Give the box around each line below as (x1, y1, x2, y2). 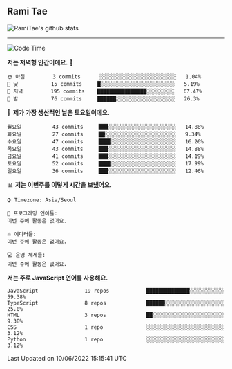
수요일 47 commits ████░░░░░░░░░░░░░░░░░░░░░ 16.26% (7, 138, 204, 145)
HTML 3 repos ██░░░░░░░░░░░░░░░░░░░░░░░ (7, 312, 224, 318)
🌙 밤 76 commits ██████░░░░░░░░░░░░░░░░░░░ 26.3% (7, 95, 200, 102)
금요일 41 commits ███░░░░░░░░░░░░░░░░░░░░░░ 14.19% (7, 152, 204, 160)
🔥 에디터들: (7, 231, 37, 237)
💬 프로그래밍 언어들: (7, 210, 58, 217)
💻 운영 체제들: (7, 251, 46, 258)
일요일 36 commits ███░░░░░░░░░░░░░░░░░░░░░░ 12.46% (7, 168, 204, 174)
